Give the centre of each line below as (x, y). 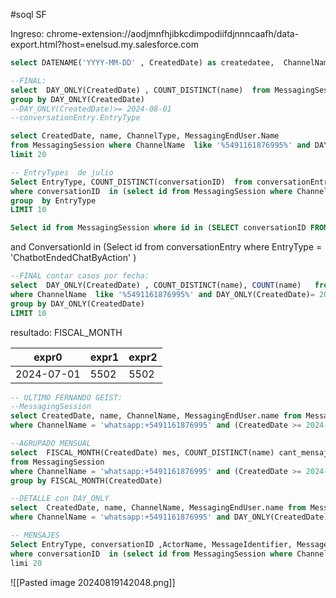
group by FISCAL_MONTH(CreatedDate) (86, 480)
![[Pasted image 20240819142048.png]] (93, 582)
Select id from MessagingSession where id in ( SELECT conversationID (158, 228)
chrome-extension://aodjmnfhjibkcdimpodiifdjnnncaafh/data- (173, 33)
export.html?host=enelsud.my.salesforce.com (104, 44)
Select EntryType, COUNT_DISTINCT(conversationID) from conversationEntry (171, 182)
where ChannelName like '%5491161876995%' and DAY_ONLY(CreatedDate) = (162, 294)
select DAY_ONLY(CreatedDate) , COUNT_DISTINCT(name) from (140, 90)
